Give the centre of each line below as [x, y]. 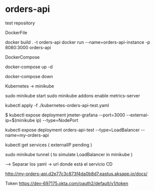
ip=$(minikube [20, 120]
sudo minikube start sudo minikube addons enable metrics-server [73, 95]
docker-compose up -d [29, 67]
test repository [20, 23]
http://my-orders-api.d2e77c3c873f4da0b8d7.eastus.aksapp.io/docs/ [77, 174]
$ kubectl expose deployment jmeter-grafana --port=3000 [65, 115]
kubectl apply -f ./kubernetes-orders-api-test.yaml [57, 105]
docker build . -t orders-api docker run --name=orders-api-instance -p [78, 42]
